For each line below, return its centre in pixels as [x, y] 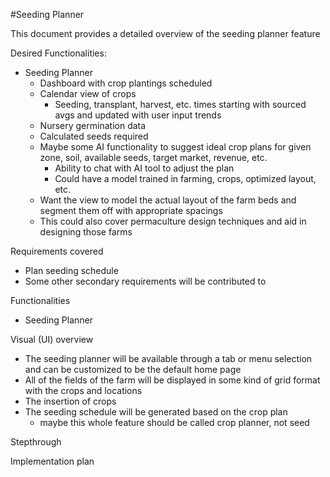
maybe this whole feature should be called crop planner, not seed [174, 422]
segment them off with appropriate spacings [131, 210]
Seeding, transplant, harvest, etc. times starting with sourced [180, 104]
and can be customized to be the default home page [133, 369]
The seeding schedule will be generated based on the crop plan [156, 412]
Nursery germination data [93, 125]
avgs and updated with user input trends [138, 115]
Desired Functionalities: [58, 53]
